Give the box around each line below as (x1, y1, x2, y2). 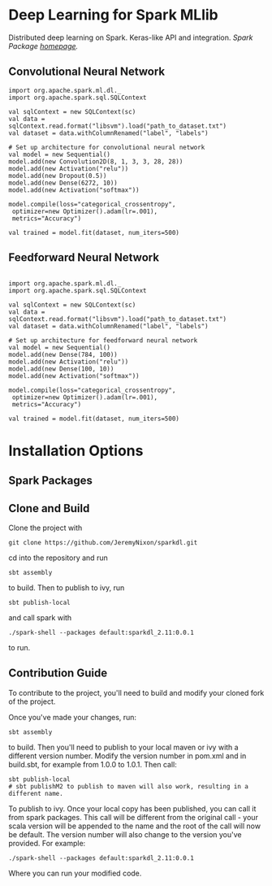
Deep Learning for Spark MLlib (8, 6, 218, 24)
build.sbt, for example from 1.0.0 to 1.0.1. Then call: (8, 759, 177, 769)
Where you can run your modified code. (8, 868, 142, 878)
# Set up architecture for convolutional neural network (8, 143, 205, 151)
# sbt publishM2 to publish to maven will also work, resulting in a (8, 782, 249, 790)
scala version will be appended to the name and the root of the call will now (8, 821, 261, 831)
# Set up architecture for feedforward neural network (8, 336, 198, 345)
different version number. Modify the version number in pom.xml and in (8, 750, 247, 761)
